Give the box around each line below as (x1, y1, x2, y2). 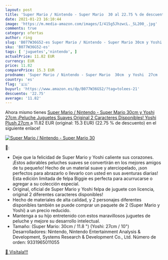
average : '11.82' (5, 95, 41, 100)
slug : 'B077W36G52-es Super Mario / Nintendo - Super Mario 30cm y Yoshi (5, 40, 162, 45)
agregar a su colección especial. (12, 181, 80, 187)
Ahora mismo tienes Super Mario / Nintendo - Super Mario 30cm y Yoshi (5, 109, 155, 115)
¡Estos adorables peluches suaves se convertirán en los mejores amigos (12, 159, 161, 165)
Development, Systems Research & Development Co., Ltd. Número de (12, 234, 156, 240)
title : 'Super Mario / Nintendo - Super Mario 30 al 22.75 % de (5, 12, 144, 17)
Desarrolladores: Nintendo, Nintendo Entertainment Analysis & (12, 228, 141, 235)
